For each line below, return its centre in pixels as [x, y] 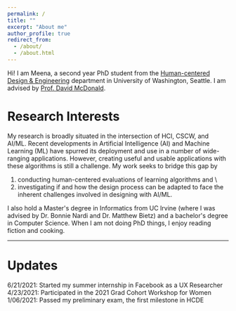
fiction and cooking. [36, 230]
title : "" [22, 20]
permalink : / [26, 14]
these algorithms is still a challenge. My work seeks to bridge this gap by [112, 165]
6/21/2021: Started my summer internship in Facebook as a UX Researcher [115, 285]
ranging [19, 158]
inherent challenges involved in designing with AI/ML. [95, 194]
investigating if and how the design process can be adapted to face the [120, 186]
